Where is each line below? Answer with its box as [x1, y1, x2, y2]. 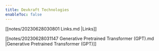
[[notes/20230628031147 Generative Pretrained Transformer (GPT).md [5, 35, 154, 41]
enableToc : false [5, 12, 42, 17]
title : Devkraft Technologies [5, 7, 70, 12]
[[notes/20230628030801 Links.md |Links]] [5, 25, 97, 31]
